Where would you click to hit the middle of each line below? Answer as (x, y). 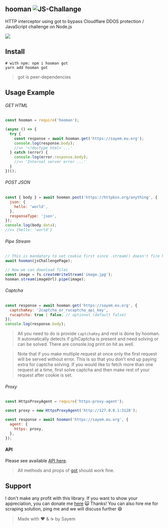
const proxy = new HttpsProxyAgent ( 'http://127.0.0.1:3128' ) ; (71, 410)
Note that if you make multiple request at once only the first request (87, 354)
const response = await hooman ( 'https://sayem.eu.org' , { (67, 420)
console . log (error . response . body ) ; (51, 157)
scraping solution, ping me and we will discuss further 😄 (64, 508)
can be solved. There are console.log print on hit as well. (76, 344)
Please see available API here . (36, 460)
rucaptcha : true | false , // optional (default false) (68, 315)
